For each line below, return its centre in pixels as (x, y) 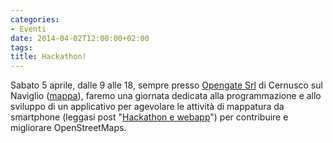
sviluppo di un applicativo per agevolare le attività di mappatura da (147, 107)
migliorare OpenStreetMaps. (68, 128)
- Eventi (28, 29)
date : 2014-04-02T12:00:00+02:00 (80, 38)
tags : (21, 47)
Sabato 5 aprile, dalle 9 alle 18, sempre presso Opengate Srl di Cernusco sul (166, 85)
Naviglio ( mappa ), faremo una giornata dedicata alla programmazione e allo (166, 96)
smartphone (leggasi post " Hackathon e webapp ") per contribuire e (149, 117)
